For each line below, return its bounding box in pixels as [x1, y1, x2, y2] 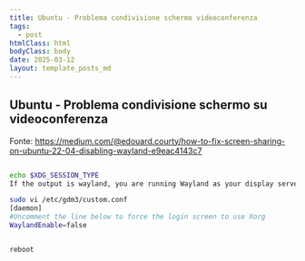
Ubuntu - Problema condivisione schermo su [9, 97, 268, 113]
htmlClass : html [9, 38, 71, 48]
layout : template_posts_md [9, 64, 112, 73]
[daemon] [9, 204, 43, 213]
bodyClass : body [9, 47, 71, 56]
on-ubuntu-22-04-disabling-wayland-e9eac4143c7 [9, 145, 202, 156]
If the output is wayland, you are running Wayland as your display [9, 179, 274, 188]
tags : [9, 22, 30, 31]
